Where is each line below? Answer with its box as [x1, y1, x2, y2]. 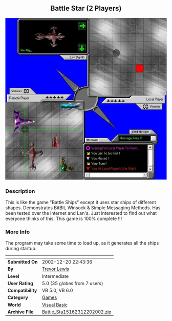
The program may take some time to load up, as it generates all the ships [5, 240, 159, 246]
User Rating [7, 280, 33, 286]
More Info [5, 228, 30, 235]
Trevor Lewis [41, 266, 69, 272]
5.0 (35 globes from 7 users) [41, 280, 103, 286]
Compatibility [7, 287, 37, 294]
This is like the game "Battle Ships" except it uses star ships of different [5, 199, 156, 206]
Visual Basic [41, 302, 68, 308]
